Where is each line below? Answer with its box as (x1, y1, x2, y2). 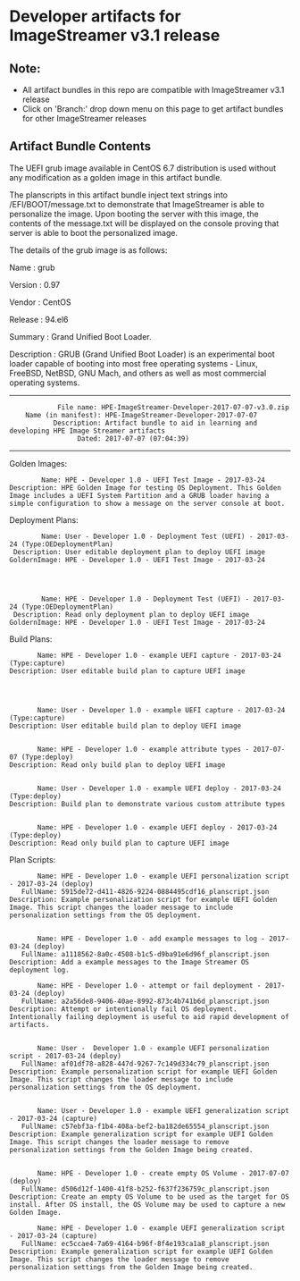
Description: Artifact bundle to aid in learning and (53, 418, 257, 427)
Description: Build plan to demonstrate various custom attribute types (9, 799, 286, 808)
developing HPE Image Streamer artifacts (9, 426, 166, 435)
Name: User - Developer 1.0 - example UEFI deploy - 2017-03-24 (37, 784, 281, 793)
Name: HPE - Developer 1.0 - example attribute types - (37, 745, 250, 754)
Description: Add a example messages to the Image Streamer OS (9, 957, 250, 966)
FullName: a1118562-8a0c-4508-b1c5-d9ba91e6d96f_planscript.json (21, 949, 270, 958)
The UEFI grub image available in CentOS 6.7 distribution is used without (9, 163, 277, 173)
